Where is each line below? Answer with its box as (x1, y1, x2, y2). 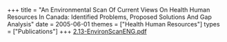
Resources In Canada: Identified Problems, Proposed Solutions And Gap (7, 13, 212, 21)
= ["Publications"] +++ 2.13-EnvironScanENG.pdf (7, 27, 147, 35)
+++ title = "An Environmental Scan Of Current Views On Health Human (7, 6, 210, 14)
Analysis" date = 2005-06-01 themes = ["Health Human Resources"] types (7, 20, 220, 28)
